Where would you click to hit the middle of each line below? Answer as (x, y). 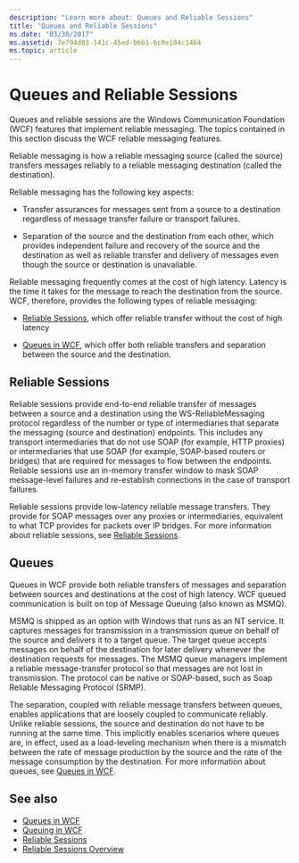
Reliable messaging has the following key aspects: (102, 192)
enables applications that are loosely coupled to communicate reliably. (139, 714)
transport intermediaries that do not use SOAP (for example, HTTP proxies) (147, 442)
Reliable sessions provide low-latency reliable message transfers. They (140, 506)
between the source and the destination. (96, 354)
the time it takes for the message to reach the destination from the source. (146, 292)
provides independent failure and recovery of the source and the (141, 245)
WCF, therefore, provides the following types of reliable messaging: (133, 301)
